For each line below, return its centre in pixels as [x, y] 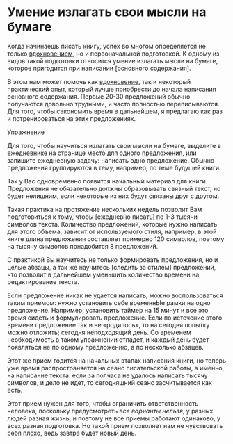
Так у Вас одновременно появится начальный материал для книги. [107, 181]
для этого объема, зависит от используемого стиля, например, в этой [112, 231]
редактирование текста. [43, 281]
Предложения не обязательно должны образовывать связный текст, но [114, 188]
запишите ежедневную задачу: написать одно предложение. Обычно [111, 160]
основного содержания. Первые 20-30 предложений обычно [99, 96]
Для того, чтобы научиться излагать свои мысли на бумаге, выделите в [114, 145]
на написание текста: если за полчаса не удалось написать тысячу [107, 375]
